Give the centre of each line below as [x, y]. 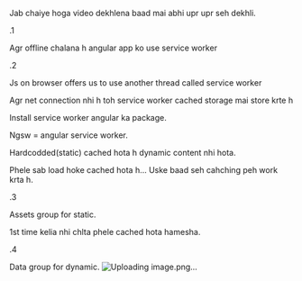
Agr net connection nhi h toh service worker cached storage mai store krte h [151, 100]
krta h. [21, 180]
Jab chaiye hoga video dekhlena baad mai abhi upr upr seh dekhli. [133, 13]
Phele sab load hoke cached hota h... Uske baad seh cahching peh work [143, 170]
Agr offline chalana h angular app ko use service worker [114, 48]
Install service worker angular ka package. [88, 118]
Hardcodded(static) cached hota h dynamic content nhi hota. [123, 153]
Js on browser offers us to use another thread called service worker [136, 83]
